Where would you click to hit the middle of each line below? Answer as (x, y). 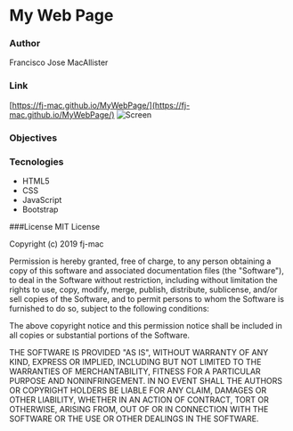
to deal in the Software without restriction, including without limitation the (143, 280)
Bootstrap (40, 209)
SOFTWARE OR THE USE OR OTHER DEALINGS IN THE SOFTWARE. (134, 419)
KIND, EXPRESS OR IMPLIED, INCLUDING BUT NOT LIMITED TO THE (135, 362)
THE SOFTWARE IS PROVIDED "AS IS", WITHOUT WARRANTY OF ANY (139, 352)
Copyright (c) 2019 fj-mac (57, 244)
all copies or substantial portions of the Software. (99, 335)
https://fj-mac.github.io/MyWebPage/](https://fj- (101, 105)
